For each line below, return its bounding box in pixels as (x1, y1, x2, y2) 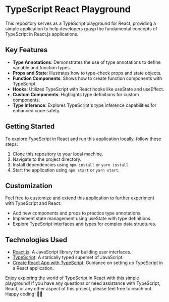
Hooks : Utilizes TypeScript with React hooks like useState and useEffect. (12, 86, 164, 92)
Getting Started (5, 122, 55, 131)
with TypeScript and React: (5, 200, 62, 206)
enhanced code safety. (12, 107, 61, 113)
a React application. (12, 265, 54, 271)
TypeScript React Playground (5, 4, 131, 15)
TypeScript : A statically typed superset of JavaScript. (12, 254, 124, 261)
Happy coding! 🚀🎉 (5, 291, 43, 297)
